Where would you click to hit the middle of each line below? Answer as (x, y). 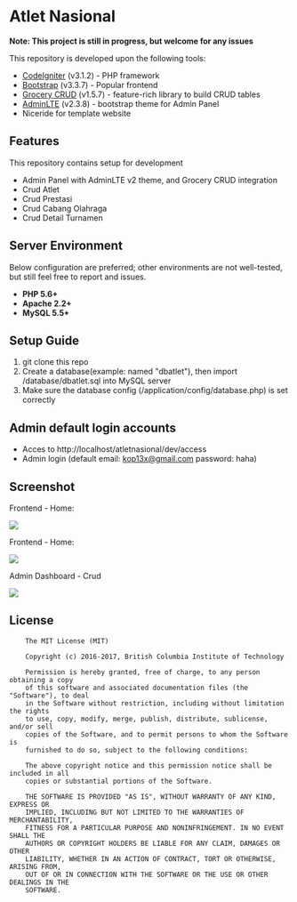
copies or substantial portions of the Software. (119, 781)
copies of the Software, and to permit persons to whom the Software (157, 734)
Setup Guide (44, 340)
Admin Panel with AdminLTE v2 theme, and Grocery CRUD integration (150, 180)
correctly (39, 400)
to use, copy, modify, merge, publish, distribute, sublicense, (147, 719)
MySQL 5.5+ (45, 312)
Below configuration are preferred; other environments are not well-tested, (146, 267)
